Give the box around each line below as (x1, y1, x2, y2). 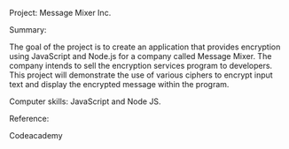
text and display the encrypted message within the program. (9, 79, 230, 89)
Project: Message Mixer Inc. (9, 8, 112, 18)
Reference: (9, 114, 50, 123)
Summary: (9, 25, 47, 34)
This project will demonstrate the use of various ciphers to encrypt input (9, 70, 273, 80)
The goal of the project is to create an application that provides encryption (9, 41, 281, 52)
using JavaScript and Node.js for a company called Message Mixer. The (9, 51, 272, 61)
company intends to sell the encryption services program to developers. (9, 61, 273, 71)
